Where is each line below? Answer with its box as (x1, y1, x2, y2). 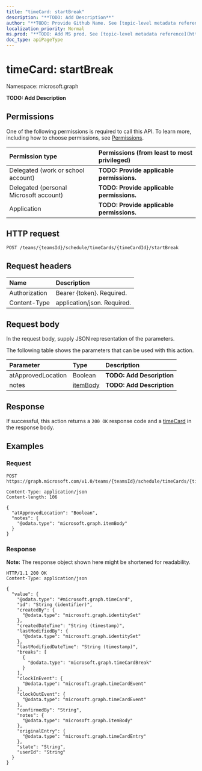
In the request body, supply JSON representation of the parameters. (6, 335, 175, 342)
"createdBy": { (17, 607, 55, 613)
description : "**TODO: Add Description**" (6, 14, 114, 20)
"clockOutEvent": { (17, 691, 66, 697)
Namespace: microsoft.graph (6, 82, 79, 90)
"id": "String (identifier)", (17, 601, 93, 608)
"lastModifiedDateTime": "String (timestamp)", (17, 643, 138, 650)
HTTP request (6, 229, 60, 239)
